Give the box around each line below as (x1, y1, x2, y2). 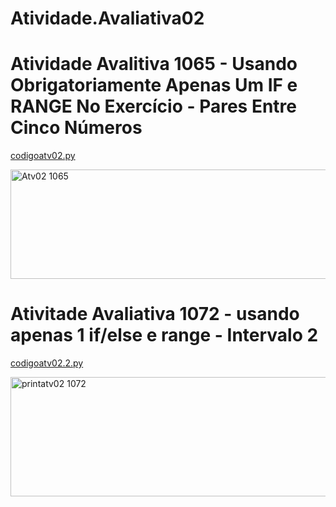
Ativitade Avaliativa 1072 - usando (10, 303, 300, 326)
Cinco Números (10, 117, 143, 139)
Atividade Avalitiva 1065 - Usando (10, 53, 298, 76)
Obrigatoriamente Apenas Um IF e (10, 74, 298, 97)
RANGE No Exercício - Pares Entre (10, 95, 298, 118)
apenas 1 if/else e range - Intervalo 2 (10, 324, 319, 347)
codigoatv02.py (10, 150, 76, 162)
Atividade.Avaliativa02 (10, 7, 205, 30)
